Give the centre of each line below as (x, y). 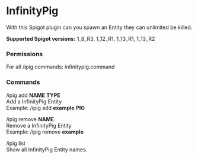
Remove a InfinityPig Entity (39, 125)
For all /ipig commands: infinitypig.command (60, 67)
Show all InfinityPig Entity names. (47, 150)
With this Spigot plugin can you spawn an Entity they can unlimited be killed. (99, 27)
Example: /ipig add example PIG (45, 108)
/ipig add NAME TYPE (33, 95)
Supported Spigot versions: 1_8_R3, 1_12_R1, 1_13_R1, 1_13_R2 (81, 38)
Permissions (25, 54)
